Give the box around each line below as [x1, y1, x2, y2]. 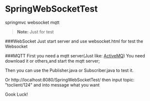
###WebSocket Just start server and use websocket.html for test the [5, 38, 143, 44]
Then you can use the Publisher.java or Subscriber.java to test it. [5, 67, 134, 73]
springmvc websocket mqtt [5, 19, 60, 25]
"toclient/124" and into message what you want [5, 82, 100, 88]
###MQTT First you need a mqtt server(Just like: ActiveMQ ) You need [5, 52, 146, 59]
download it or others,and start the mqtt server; [5, 58, 100, 64]
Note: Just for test [17, 29, 54, 34]
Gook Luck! [5, 91, 28, 97]
